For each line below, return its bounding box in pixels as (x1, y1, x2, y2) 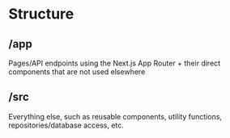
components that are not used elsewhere (8, 67, 146, 77)
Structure (8, 5, 75, 23)
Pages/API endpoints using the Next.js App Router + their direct (8, 58, 221, 68)
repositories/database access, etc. (8, 120, 124, 130)
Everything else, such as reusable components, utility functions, (8, 111, 223, 121)
